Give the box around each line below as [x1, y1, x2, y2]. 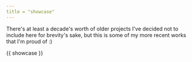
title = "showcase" [6, 8, 55, 15]
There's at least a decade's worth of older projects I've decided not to [6, 25, 178, 32]
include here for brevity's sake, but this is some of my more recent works [6, 31, 187, 39]
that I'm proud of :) [6, 38, 53, 45]
